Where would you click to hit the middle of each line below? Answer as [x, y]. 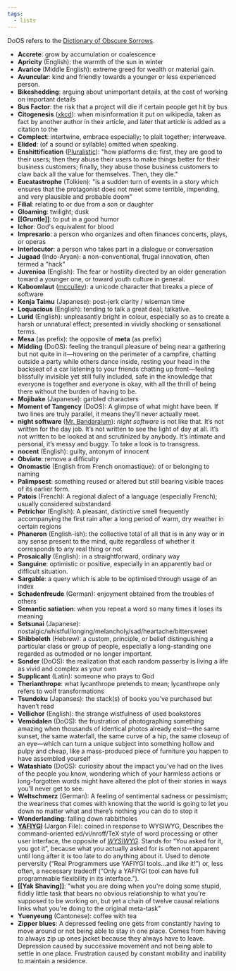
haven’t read [36, 706]
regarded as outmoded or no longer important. [85, 654]
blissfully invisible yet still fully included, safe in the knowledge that [115, 376]
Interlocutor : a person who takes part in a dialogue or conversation [115, 249]
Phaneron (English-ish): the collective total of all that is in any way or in [121, 534]
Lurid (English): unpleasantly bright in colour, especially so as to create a [123, 316]
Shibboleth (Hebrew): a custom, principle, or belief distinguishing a [115, 638]
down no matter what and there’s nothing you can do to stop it [108, 811]
